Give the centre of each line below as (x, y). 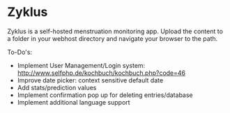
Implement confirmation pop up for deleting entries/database (105, 95)
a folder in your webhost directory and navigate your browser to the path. (113, 38)
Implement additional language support (74, 102)
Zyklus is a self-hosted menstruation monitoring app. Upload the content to (115, 31)
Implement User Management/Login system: (81, 65)
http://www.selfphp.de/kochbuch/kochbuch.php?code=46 (101, 73)
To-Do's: (20, 52)
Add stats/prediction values (57, 87)
